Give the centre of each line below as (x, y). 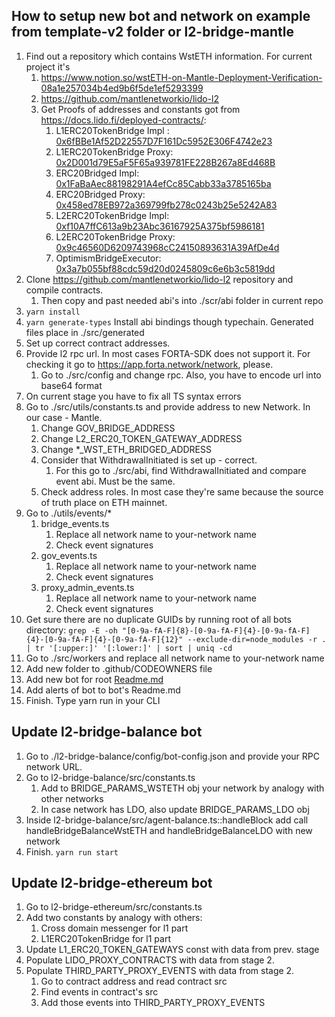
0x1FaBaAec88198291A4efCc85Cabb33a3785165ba (163, 183)
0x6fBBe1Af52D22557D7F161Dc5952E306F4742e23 (164, 141)
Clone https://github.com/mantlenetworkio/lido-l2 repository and (159, 279)
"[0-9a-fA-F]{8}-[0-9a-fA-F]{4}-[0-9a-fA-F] (216, 630)
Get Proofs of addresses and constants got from (140, 109)
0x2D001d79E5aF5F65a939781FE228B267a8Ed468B (165, 162)
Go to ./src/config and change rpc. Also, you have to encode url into (181, 375)
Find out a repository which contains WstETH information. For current (169, 56)
